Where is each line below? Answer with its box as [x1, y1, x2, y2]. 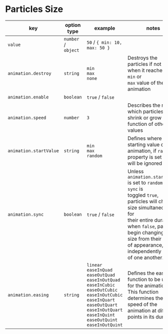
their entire [127, 216, 153, 223]
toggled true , [127, 191, 159, 198]
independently [127, 248, 161, 255]
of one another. [127, 254, 164, 261]
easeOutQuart [86, 302, 118, 308]
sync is [127, 185, 143, 192]
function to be [127, 276, 161, 283]
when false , [127, 223, 156, 230]
